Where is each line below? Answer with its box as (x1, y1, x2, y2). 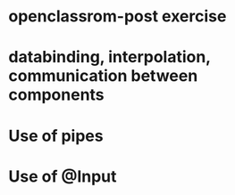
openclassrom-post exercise (8, 6, 227, 27)
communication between (8, 66, 198, 86)
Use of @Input (8, 167, 117, 186)
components (8, 85, 105, 105)
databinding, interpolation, (8, 47, 211, 68)
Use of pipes (8, 126, 104, 146)
